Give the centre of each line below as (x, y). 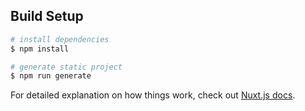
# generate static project (66, 67)
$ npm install (40, 49)
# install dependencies (60, 39)
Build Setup (47, 16)
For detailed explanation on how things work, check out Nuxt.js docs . (153, 95)
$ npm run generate (51, 76)
